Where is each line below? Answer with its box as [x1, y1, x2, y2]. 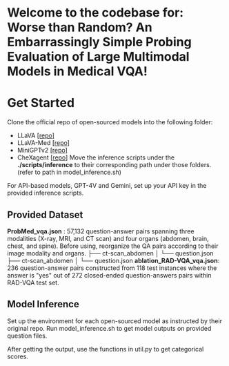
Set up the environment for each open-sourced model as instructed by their [7, 316, 223, 325]
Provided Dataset [7, 209, 83, 220]
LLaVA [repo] [17, 131, 55, 139]
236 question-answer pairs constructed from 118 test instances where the [7, 264, 217, 272]
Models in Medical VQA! [7, 64, 148, 79]
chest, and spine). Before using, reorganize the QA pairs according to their [7, 242, 219, 250]
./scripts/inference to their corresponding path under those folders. [17, 161, 212, 169]
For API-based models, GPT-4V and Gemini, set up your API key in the [7, 182, 207, 190]
